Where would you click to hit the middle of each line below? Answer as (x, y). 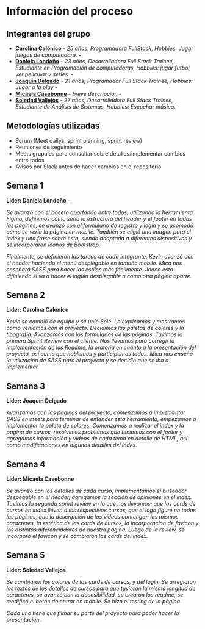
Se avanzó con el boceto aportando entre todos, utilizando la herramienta (100, 212)
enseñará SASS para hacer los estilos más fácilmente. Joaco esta (90, 269)
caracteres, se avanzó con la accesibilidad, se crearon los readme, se (95, 595)
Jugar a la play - (36, 87)
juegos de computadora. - (48, 55)
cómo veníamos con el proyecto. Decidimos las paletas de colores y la (95, 328)
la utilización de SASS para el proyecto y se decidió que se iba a (88, 361)
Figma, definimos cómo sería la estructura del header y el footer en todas (99, 218)
